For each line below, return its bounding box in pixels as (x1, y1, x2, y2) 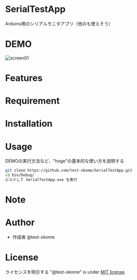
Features (5, 72, 43, 84)
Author (5, 217, 35, 228)
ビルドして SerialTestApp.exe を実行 (5, 177, 77, 183)
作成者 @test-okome (12, 234, 55, 240)
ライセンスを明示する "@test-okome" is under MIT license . (5, 269, 126, 275)
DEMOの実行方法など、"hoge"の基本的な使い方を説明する (5, 158, 125, 164)
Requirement (5, 95, 60, 107)
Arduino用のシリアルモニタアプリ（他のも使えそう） (5, 20, 113, 26)
